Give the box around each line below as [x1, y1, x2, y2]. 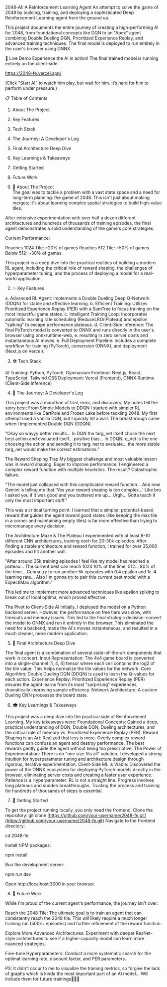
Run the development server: [5, 862, 65, 867]
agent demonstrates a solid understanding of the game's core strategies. [5, 225, 155, 231]
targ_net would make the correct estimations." [5, 446, 99, 452]
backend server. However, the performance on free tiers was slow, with [5, 609, 152, 615]
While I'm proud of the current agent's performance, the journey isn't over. [5, 900, 158, 906]
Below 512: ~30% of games [5, 250, 62, 256]
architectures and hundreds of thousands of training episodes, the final [5, 220, 151, 226]
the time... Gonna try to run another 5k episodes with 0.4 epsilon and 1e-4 [5, 569, 157, 575]
